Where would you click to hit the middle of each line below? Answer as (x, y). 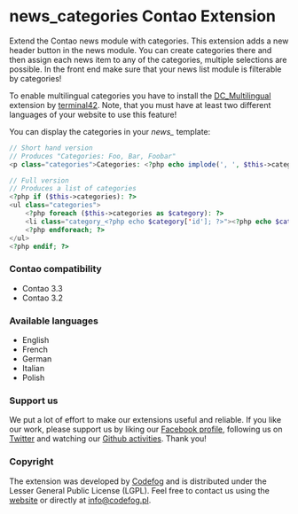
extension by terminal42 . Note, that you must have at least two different (140, 105)
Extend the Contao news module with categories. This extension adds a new (149, 41)
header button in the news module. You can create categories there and (141, 50)
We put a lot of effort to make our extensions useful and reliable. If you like (145, 420)
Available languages (54, 321)
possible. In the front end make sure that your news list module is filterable (145, 69)
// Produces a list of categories (73, 189)
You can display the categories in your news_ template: (110, 131)
